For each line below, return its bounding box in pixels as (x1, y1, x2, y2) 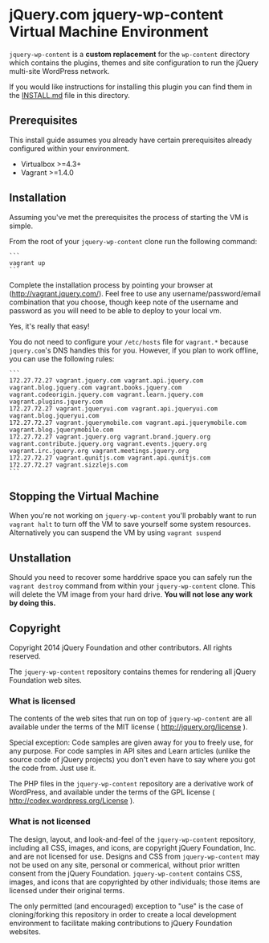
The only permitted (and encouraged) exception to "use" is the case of (9, 901, 243, 911)
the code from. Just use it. (9, 763, 96, 773)
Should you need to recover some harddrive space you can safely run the (9, 573, 252, 582)
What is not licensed (9, 816, 91, 827)
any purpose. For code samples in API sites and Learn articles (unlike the (9, 746, 251, 756)
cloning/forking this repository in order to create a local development (9, 909, 237, 919)
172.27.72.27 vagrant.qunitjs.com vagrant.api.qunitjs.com (9, 454, 211, 462)
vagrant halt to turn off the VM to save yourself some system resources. (9, 520, 251, 529)
